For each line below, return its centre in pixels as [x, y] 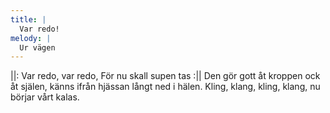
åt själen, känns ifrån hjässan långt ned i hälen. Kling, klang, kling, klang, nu [165, 87]
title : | [28, 19]
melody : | [31, 38]
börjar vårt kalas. [45, 97]
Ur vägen [37, 47]
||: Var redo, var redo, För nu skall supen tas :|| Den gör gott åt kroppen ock [165, 76]
